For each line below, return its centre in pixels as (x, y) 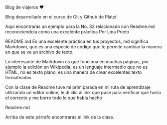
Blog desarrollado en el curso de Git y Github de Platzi (61, 17)
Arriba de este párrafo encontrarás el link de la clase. (60, 117)
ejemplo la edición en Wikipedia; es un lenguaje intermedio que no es (77, 67)
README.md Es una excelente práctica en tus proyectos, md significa (77, 41)
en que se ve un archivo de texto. (39, 52)
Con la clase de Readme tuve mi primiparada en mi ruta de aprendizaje (78, 87)
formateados (18, 77)
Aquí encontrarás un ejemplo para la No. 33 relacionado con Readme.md (80, 26)
